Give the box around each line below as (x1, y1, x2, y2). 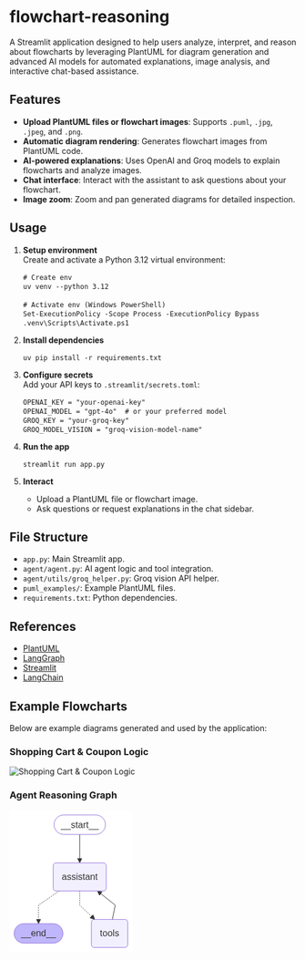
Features (9, 92, 61, 108)
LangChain (22, 672, 64, 683)
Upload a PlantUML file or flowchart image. (36, 493, 198, 504)
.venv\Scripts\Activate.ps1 (22, 318, 129, 327)
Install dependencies (22, 335, 105, 346)
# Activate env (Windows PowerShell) (22, 300, 167, 309)
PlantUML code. (22, 145, 84, 156)
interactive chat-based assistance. (9, 66, 139, 77)
